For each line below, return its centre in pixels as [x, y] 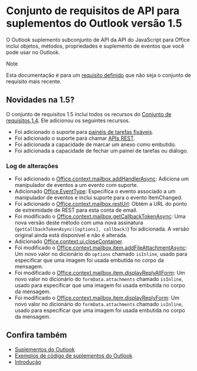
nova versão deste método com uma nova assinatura [79, 223]
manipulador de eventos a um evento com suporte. [76, 185]
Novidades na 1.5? [40, 100]
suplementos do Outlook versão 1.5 [94, 23]
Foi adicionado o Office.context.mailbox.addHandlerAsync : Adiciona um [102, 179]
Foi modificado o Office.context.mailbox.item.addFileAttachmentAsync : [101, 248]
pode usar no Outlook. [33, 52]
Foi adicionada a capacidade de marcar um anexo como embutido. [95, 144]
